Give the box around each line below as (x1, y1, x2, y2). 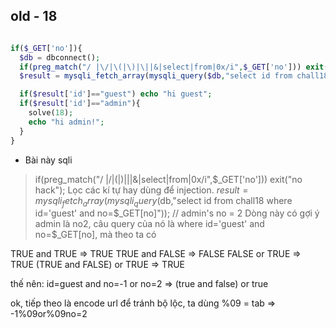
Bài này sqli (24, 154, 73, 166)
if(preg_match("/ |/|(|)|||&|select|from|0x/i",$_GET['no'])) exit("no (34, 173, 303, 185)
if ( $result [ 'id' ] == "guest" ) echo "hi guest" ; (19, 89, 213, 99)
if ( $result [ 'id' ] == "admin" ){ (19, 99, 141, 109)
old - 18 (10, 8, 58, 25)
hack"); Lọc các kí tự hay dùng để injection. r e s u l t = (34, 184, 249, 196)
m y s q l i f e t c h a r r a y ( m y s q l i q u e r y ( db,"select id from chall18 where (34, 194, 293, 209)
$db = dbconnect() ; (19, 52, 101, 63)
